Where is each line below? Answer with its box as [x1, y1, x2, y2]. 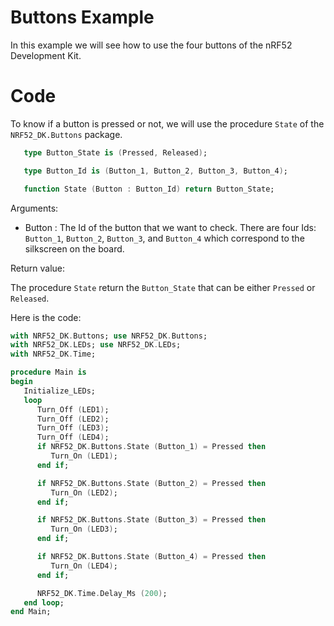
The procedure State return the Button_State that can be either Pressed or [10, 281, 316, 293]
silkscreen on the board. [24, 242, 125, 255]
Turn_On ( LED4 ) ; [50, 561, 118, 571]
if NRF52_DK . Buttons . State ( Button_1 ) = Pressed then [36, 442, 267, 452]
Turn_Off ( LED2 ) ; [36, 414, 110, 424]
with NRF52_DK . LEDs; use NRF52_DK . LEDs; [10, 340, 182, 350]
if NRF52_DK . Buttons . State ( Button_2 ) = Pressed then [36, 478, 267, 488]
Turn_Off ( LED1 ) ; [36, 404, 110, 415]
